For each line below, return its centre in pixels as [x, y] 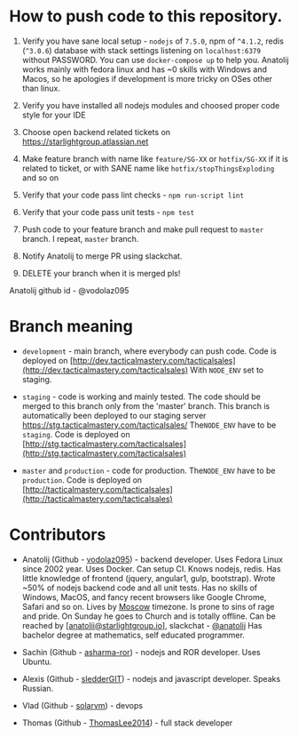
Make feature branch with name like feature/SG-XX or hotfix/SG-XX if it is [155, 158]
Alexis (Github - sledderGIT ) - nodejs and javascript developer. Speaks [151, 678]
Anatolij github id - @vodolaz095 [69, 290]
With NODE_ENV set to [227, 370]
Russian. [38, 688]
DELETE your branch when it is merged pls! [101, 273]
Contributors [58, 535]
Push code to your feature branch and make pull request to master [143, 229]
